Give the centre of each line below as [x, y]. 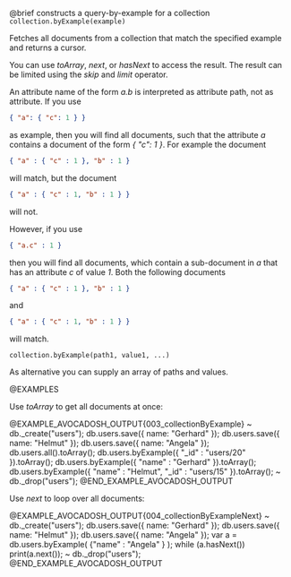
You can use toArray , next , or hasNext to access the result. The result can [146, 65]
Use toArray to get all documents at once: [86, 407]
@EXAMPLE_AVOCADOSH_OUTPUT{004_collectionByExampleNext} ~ [140, 516]
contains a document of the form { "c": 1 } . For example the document [138, 144]
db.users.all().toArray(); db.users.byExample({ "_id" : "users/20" [128, 452]
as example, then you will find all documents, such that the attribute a [137, 134]
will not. [24, 211]
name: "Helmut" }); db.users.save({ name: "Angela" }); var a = [123, 535]
